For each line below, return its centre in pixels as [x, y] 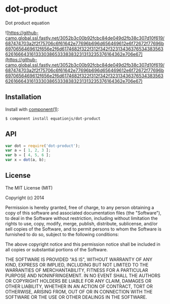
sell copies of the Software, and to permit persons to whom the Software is [83, 229]
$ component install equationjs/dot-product [53, 119]
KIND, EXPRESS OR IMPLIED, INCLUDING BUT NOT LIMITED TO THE [77, 264]
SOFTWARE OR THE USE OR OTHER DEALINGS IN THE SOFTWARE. [76, 297]
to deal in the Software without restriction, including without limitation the [81, 218]
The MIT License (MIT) [29, 187]
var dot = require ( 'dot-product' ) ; [43, 146]
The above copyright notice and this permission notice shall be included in [83, 244]
